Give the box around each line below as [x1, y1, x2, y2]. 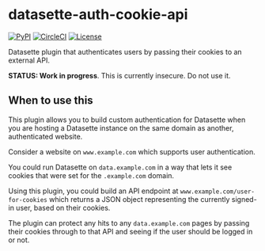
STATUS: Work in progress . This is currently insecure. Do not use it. [8, 70, 231, 80]
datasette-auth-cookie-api [8, 6, 188, 24]
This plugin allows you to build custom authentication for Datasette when [8, 115, 246, 124]
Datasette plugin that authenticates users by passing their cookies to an [8, 47, 243, 56]
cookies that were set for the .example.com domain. [8, 170, 175, 180]
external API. [8, 55, 50, 65]
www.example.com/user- [180, 188, 256, 196]
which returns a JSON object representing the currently [48, 194, 230, 203]
